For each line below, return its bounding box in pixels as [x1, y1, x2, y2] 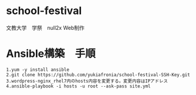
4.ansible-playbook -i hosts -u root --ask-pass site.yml [6, 83, 151, 89]
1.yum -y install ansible [6, 66, 69, 73]
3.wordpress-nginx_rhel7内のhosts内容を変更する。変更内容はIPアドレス [6, 78, 168, 84]
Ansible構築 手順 [6, 47, 96, 60]
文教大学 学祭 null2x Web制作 [6, 24, 85, 31]
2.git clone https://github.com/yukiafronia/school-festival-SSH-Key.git [6, 72, 191, 77]
